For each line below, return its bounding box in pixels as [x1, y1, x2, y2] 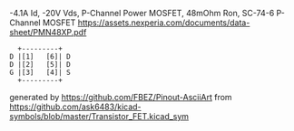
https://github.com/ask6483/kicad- [9, 101, 142, 112]
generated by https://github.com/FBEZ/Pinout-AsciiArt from [9, 92, 233, 102]
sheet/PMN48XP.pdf [9, 27, 87, 37]
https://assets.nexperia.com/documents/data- [77, 17, 250, 28]
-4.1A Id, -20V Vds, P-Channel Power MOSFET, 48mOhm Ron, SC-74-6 [9, 8, 275, 18]
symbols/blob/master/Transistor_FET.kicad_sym [9, 111, 189, 121]
